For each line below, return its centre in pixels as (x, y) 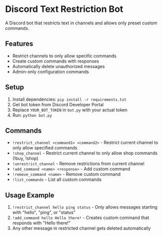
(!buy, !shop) (25, 158)
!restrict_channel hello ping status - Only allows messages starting (85, 207)
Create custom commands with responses (56, 61)
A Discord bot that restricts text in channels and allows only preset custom (81, 23)
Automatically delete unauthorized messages (59, 66)
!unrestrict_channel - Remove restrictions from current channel (78, 164)
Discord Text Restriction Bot (64, 9)
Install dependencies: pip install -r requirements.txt (69, 99)
